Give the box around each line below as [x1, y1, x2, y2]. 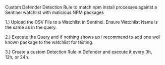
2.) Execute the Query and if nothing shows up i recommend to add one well [5, 34, 161, 40]
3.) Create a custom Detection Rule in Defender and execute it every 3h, [5, 49, 152, 55]
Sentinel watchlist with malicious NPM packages [5, 9, 104, 15]
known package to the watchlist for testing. [5, 39, 94, 45]
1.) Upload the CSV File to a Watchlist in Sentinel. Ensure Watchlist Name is [5, 19, 158, 25]
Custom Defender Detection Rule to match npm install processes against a [5, 4, 157, 10]
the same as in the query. [5, 24, 57, 30]
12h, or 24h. [5, 54, 30, 60]
